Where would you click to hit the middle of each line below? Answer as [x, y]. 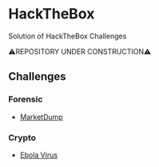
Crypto [22, 137]
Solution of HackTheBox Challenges [68, 36]
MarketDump [42, 117]
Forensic [26, 99]
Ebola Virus [39, 155]
